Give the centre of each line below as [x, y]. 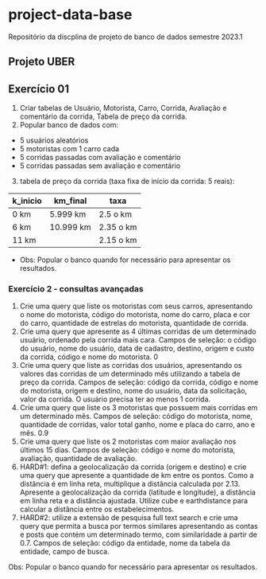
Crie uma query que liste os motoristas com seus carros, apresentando [136, 306]
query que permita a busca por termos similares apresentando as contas [139, 526]
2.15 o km [118, 241]
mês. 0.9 [34, 433]
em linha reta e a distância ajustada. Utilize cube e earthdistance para [134, 501]
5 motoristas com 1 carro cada [69, 149]
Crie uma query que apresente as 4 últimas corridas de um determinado [138, 331]
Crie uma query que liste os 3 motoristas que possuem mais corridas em [139, 408]
